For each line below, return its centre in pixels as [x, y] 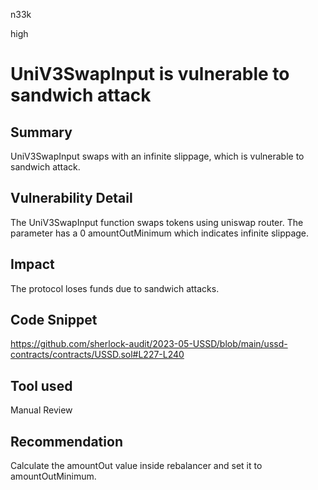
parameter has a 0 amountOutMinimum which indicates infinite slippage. [160, 233]
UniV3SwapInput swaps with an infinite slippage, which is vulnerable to [157, 156]
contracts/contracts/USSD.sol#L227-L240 [97, 355]
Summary [41, 132]
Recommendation [66, 441]
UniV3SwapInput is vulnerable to [150, 74]
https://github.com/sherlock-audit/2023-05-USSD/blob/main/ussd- [149, 344]
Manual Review [41, 410]
